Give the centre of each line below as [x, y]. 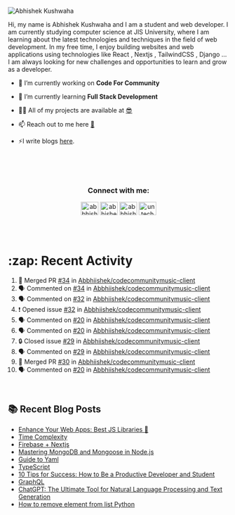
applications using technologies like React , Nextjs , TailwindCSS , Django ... [117, 54]
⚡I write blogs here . [46, 141]
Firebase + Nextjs [43, 445]
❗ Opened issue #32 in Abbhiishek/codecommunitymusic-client [109, 310]
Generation [34, 497]
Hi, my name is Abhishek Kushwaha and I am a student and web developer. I [118, 24]
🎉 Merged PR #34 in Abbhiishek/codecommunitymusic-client [107, 281]
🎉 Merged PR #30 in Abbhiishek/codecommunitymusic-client [107, 362]
